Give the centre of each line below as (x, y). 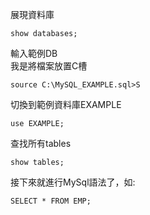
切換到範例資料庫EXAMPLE (66, 104)
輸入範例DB (34, 53)
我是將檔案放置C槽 (49, 66)
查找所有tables (41, 143)
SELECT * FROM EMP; (51, 201)
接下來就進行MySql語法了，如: (73, 182)
